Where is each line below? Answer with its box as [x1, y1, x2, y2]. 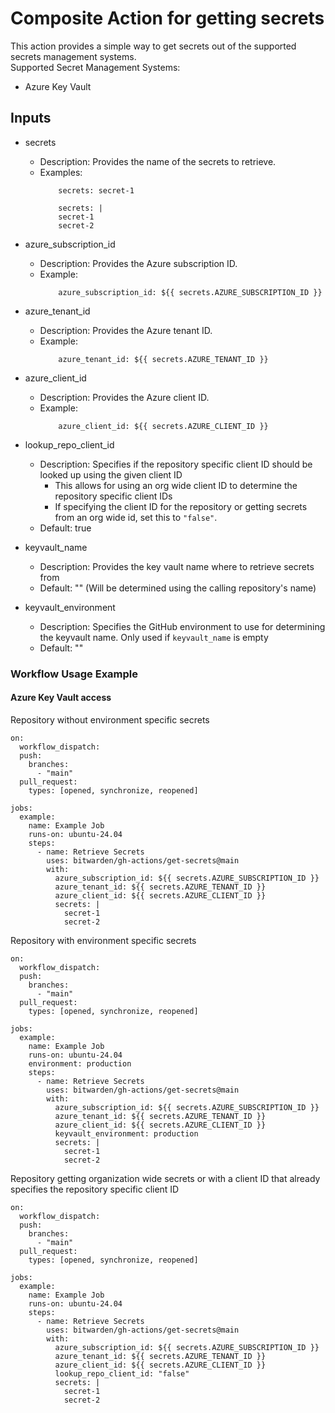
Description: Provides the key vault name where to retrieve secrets [39, 560, 315, 572]
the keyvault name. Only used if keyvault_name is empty [39, 631, 269, 643]
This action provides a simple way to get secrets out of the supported [10, 40, 297, 52]
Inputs [10, 110, 52, 127]
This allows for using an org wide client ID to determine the [54, 479, 298, 491]
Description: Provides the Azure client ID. [39, 391, 210, 403]
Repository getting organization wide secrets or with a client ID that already [10, 1172, 321, 1184]
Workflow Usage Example [10, 667, 139, 681]
